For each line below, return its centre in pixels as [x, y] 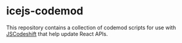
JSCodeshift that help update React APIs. [57, 33]
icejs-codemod [45, 11]
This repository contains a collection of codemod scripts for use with [91, 27]
